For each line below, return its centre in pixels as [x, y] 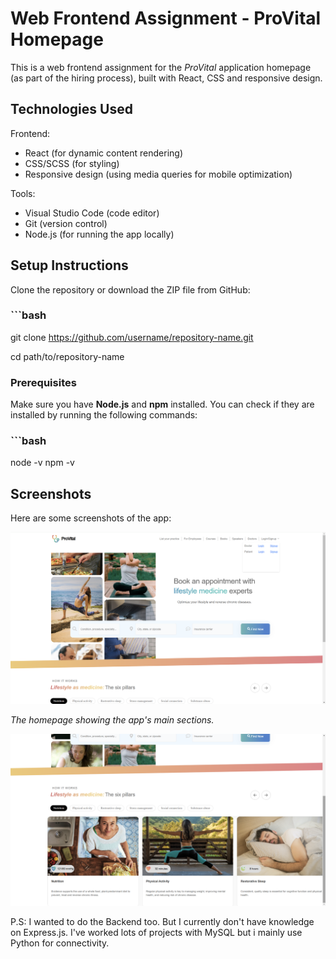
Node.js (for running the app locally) [99, 234]
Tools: [23, 193]
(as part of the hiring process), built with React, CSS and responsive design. [166, 78]
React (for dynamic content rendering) [104, 153]
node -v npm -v [42, 463]
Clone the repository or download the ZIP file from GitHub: [130, 289]
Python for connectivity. [60, 943]
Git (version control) [66, 223]
